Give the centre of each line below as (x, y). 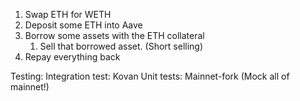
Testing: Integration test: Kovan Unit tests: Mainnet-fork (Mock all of (150, 76)
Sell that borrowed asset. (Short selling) (121, 46)
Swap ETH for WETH (68, 14)
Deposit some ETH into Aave (83, 25)
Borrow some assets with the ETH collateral (114, 35)
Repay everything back (72, 57)
